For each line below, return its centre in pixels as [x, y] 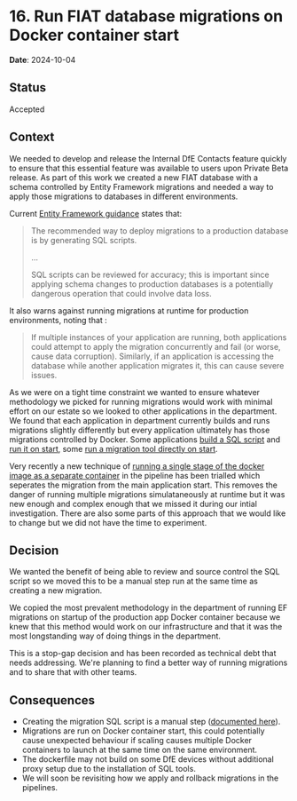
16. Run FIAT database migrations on [146, 16]
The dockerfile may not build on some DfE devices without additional [148, 759]
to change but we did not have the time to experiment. [108, 522]
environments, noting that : [59, 320]
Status [28, 87]
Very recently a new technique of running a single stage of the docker [137, 466]
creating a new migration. [56, 591]
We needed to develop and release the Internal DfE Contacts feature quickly [148, 158]
